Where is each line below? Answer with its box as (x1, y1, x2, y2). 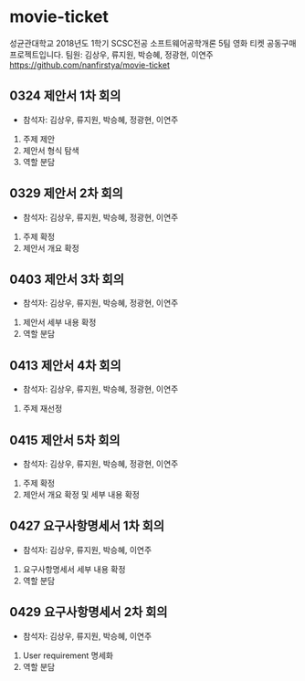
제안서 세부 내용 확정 (22, 317, 97, 328)
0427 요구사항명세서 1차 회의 (9, 519, 164, 534)
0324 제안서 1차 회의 (9, 89, 121, 104)
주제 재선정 (22, 403, 63, 414)
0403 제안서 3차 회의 (9, 271, 125, 287)
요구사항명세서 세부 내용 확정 (22, 563, 126, 574)
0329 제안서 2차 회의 (9, 185, 123, 202)
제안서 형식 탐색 (22, 144, 79, 156)
